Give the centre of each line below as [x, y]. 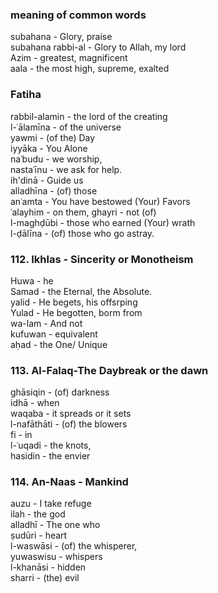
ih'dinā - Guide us [47, 180]
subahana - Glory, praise [61, 37]
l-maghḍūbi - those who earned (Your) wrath [103, 222]
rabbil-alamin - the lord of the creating [89, 116]
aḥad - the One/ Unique [59, 344]
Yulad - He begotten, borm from [76, 312]
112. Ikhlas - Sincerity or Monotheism [102, 259]
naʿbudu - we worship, [56, 159]
